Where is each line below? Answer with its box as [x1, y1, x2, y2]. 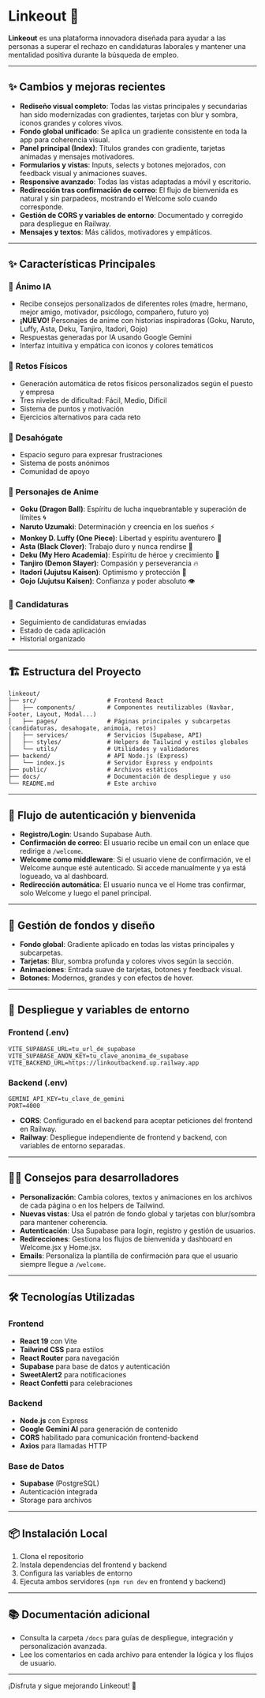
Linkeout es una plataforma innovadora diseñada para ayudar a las [8, 33, 226, 43]
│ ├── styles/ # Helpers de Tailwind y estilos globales [8, 738, 248, 746]
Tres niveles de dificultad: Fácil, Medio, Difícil [19, 395, 167, 405]
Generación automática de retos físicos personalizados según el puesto [19, 378, 254, 388]
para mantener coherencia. [19, 1217, 108, 1227]
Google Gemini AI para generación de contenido [19, 1424, 178, 1433]
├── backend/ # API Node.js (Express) [8, 752, 189, 761]
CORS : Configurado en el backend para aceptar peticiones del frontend [19, 1116, 252, 1125]
